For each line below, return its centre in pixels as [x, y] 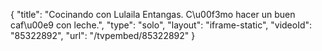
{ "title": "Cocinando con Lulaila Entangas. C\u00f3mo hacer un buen [153, 14]
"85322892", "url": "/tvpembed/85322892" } [103, 35]
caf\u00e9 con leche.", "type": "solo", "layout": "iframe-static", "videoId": [161, 25]
